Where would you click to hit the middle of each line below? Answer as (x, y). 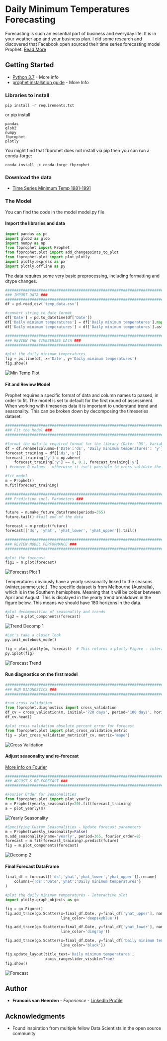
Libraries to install (27, 95)
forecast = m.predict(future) (37, 526)
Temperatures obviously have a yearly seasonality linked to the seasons (79, 582)
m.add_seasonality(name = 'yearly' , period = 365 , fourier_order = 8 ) (73, 836)
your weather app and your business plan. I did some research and (74, 39)
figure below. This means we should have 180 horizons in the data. (73, 603)
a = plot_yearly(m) (25, 808)
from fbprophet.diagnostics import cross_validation (61, 708)
